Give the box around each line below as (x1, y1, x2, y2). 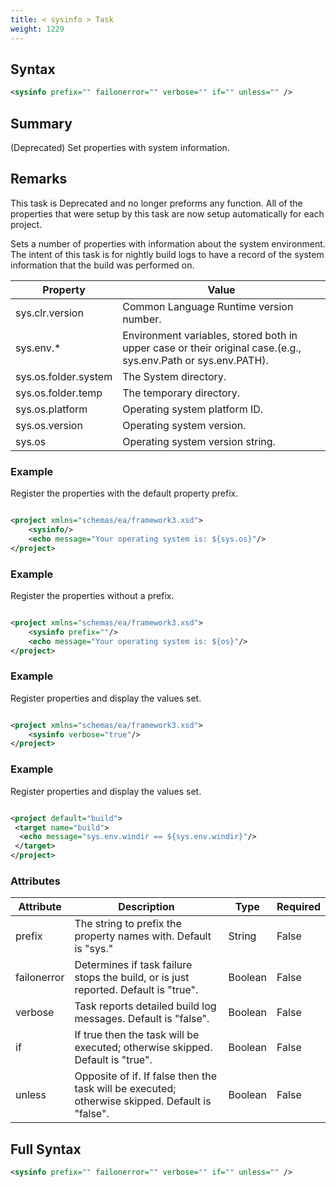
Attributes (10, 874, 61, 888)
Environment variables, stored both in (122, 328, 298, 342)
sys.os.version (15, 418, 83, 432)
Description (118, 900, 175, 914)
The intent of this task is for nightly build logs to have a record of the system (10, 248, 325, 260)
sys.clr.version (15, 306, 84, 320)
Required (276, 900, 321, 914)
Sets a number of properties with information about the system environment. (10, 237, 326, 250)
